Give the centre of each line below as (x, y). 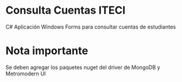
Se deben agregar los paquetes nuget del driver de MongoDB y (83, 67)
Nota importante (47, 51)
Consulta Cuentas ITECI (66, 10)
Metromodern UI (26, 73)
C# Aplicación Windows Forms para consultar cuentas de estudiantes (91, 27)
